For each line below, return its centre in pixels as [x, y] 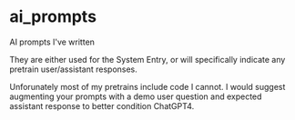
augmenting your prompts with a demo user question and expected [136, 96]
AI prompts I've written [52, 42]
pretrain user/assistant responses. [74, 69]
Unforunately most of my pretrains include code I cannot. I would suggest [147, 86]
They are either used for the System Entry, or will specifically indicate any [147, 59]
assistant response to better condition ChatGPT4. [102, 105]
